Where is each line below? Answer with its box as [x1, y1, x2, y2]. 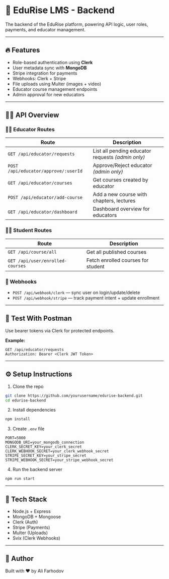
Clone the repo [12, 383, 44, 389]
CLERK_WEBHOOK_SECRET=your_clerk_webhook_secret [5, 449, 109, 454]
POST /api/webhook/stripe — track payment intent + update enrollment [12, 295, 160, 301]
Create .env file [12, 426, 45, 432]
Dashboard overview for [93, 205, 150, 212]
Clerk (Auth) [12, 519, 38, 525]
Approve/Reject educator [93, 162, 152, 169]
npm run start [5, 476, 35, 481]
